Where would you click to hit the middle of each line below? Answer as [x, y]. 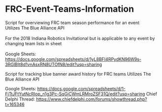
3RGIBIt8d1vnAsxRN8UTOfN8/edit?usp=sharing [54, 64]
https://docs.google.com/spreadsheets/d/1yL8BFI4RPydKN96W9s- [73, 59]
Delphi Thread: [20, 99]
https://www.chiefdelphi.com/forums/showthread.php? [92, 99]
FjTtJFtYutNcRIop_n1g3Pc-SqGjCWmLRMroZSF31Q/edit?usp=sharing [75, 94]
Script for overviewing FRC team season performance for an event [72, 23]
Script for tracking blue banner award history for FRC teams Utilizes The [78, 74]
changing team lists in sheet [34, 43]
